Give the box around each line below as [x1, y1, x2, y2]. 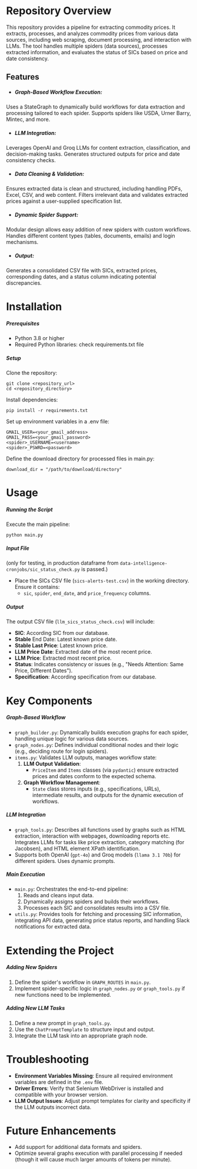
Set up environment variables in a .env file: [6, 418, 110, 425]
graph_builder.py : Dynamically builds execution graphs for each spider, [14, 729, 189, 736]
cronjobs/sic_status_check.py [6, 567, 81, 573]
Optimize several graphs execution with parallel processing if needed [14, 1150, 183, 1157]
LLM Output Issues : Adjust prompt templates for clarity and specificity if [14, 1097, 191, 1104]
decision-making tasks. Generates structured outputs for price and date [6, 150, 181, 157]
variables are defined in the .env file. [14, 1078, 104, 1085]
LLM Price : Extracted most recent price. [14, 654, 112, 661]
